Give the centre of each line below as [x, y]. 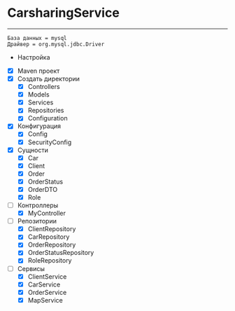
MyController [47, 213]
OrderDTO [43, 189]
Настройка [34, 57]
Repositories [46, 111]
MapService [45, 300]
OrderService [47, 292]
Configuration [48, 118]
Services [41, 102]
